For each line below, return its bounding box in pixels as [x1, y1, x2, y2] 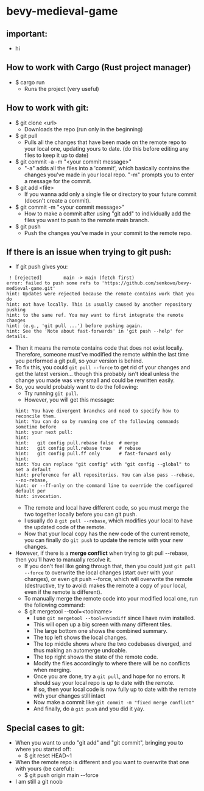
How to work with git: [6, 103, 89, 114]
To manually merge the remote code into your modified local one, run [24, 595, 199, 602]
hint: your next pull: [15, 429, 73, 436]
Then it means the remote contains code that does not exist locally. [15, 344, 184, 352]
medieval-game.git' [6, 286, 56, 292]
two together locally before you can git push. [24, 511, 137, 518]
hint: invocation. [15, 493, 62, 500]
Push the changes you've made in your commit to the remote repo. [24, 229, 192, 236]
